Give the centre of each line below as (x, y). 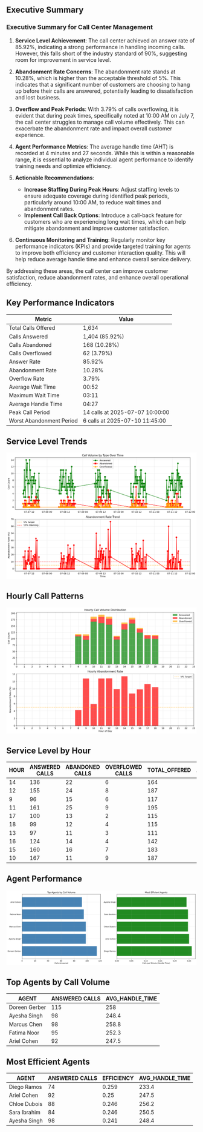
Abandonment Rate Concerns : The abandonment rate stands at (95, 72)
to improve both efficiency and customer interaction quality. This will (100, 253)
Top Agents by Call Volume (58, 982)
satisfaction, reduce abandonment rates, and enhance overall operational (97, 277)
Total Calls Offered (32, 328)
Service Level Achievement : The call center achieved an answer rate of (105, 40)
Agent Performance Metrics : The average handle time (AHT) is (94, 146)
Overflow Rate (27, 378)
